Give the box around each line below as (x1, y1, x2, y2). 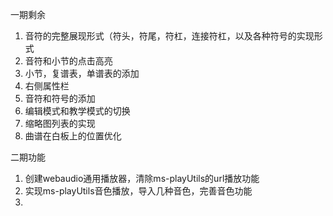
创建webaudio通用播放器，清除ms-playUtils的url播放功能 (24, 173, 260, 184)
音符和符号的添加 (24, 93, 96, 104)
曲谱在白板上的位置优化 (24, 130, 122, 142)
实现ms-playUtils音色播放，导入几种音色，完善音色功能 (24, 185, 253, 197)
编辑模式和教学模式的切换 (24, 105, 131, 117)
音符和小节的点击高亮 (24, 55, 113, 67)
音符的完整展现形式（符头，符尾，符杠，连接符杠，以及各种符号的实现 (24, 30, 315, 42)
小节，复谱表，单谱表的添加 (24, 68, 140, 79)
